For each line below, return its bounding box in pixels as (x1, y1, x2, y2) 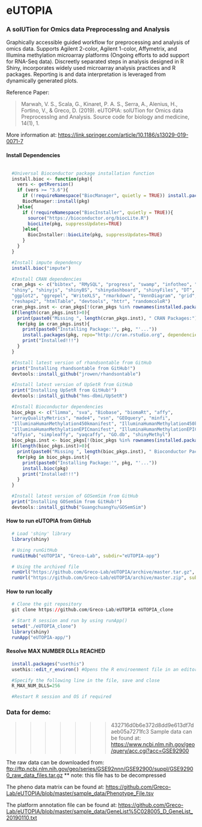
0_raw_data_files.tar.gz (6, 772, 63, 779)
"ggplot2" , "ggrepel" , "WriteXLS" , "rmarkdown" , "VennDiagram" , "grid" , (11, 293, 198, 299)
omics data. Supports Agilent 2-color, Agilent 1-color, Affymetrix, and (6, 45, 177, 52)
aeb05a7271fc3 (111, 728, 149, 735)
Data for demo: (6, 708, 51, 717)
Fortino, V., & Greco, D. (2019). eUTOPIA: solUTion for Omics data (20, 107, 183, 114)
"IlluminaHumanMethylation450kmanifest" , (11, 420, 117, 426)
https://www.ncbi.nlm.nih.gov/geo (111, 741, 195, 748)
